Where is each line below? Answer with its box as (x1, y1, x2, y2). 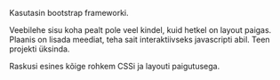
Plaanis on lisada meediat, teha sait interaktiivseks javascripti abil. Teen (9, 35, 270, 44)
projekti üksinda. (9, 44, 70, 54)
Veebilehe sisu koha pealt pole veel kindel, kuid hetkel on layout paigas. (9, 25, 272, 35)
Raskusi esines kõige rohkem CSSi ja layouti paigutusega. (9, 61, 220, 71)
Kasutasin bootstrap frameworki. (9, 8, 129, 18)
